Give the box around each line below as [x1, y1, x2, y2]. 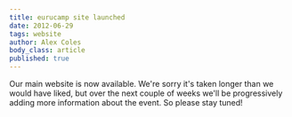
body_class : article [9, 46, 86, 55]
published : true [9, 54, 69, 63]
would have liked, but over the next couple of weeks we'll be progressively [9, 88, 283, 98]
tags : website [9, 29, 62, 38]
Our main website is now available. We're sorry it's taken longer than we [9, 79, 274, 89]
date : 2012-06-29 [9, 21, 74, 30]
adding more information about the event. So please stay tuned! [9, 97, 243, 107]
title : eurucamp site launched [9, 12, 126, 22]
